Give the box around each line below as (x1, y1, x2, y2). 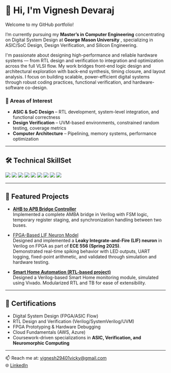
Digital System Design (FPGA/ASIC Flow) (12, 313, 98, 319)
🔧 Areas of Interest (5, 97, 52, 104)
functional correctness (12, 114, 61, 120)
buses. (12, 222, 27, 228)
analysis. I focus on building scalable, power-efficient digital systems (5, 73, 150, 79)
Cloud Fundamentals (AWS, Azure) (12, 329, 85, 335)
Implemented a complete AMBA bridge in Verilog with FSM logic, (12, 211, 149, 217)
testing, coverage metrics (12, 125, 67, 131)
